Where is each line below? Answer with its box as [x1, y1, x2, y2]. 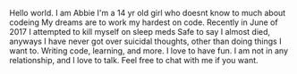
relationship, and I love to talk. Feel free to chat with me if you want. [9, 55, 259, 65]
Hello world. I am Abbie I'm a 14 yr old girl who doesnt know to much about [9, 8, 286, 18]
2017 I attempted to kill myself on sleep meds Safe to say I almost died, [9, 27, 271, 37]
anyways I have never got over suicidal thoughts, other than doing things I [9, 36, 282, 46]
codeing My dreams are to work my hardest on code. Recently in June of [9, 17, 279, 28]
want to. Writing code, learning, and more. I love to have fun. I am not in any [9, 45, 289, 56]
